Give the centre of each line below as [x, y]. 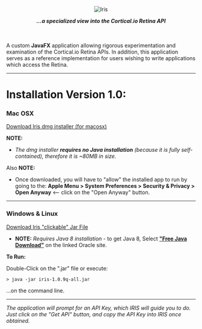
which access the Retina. [37, 64]
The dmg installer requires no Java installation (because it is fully [97, 150]
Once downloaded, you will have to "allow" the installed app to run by [101, 180]
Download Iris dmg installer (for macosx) [57, 127]
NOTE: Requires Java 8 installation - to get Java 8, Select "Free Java [101, 239]
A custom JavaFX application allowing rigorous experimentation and [91, 45]
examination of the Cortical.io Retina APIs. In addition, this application [92, 52]
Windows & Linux [32, 214]
